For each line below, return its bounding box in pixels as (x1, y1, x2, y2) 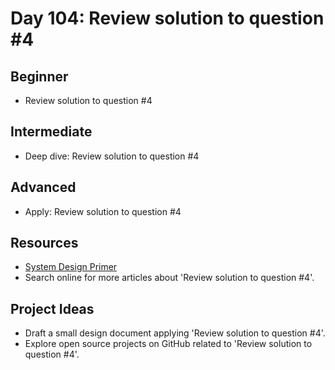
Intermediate (10, 123, 93, 141)
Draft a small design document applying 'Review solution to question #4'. (24, 327, 326, 339)
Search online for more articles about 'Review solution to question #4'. (24, 272, 315, 284)
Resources (10, 235, 79, 252)
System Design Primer (24, 261, 118, 273)
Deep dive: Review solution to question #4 (24, 150, 200, 162)
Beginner (10, 68, 69, 85)
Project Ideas (10, 300, 95, 317)
